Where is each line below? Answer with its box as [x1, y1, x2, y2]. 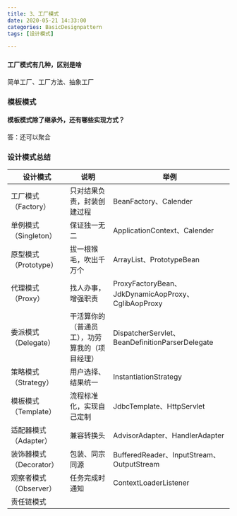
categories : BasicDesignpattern [7, 23, 102, 30]
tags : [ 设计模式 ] [7, 30, 54, 37]
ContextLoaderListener [112, 478, 190, 488]
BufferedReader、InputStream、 [112, 450, 221, 460]
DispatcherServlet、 [112, 328, 180, 338]
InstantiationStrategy [112, 372, 182, 382]
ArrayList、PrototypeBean [112, 255, 200, 265]
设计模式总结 [7, 152, 51, 162]
